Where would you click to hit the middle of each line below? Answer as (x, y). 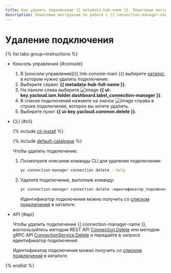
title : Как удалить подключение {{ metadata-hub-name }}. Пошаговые (79, 10)
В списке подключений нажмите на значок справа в (87, 101)
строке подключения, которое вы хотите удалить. (75, 106)
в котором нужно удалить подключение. (65, 79)
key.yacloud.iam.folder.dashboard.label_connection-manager (88, 95)
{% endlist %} (20, 266)
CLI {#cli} (23, 121)
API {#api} (23, 214)
